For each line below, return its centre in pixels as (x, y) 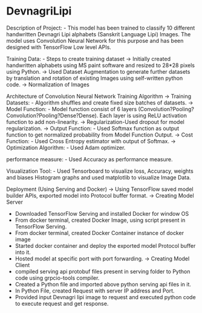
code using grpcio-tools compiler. (57, 278)
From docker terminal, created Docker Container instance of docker (99, 233)
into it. (23, 252)
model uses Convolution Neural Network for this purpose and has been (95, 40)
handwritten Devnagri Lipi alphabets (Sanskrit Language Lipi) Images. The (99, 34)
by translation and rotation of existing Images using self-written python (95, 78)
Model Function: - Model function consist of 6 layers (72, 109)
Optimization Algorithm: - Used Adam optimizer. (66, 147)
